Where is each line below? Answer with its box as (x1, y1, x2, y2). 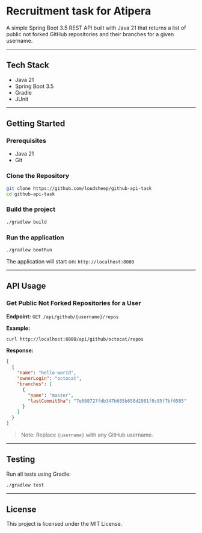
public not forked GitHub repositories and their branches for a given (6, 30, 174, 37)
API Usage (6, 281, 46, 291)
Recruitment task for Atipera (6, 4, 151, 18)
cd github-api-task (6, 191, 55, 197)
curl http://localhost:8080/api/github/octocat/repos (6, 336, 144, 342)
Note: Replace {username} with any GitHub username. (20, 431, 153, 438)
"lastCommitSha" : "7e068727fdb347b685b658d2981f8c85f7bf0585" (28, 398, 187, 404)
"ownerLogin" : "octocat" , (17, 376, 82, 382)
